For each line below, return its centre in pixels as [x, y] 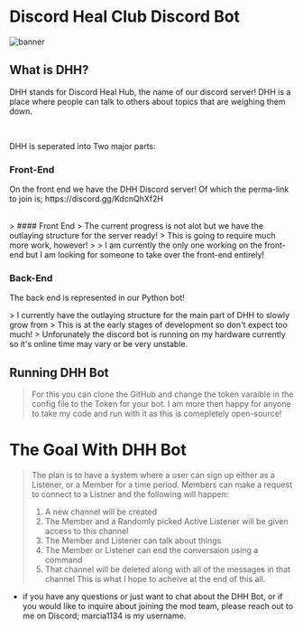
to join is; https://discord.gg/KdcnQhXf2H [87, 199]
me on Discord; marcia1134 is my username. [104, 616]
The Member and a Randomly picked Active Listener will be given [166, 522]
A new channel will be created [101, 512]
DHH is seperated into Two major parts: [83, 146]
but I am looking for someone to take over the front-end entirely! [145, 255]
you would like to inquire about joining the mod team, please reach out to [158, 606]
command [64, 560]
